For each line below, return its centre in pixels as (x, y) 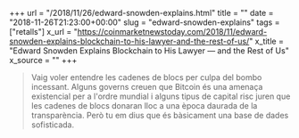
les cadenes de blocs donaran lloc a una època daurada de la (144, 106)
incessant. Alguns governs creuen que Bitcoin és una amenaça (147, 87)
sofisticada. (52, 125)
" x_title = (266, 41)
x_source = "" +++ (43, 60)
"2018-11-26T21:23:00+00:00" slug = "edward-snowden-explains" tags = (145, 22)
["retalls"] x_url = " (43, 32)
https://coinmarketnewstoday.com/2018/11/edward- (172, 32)
